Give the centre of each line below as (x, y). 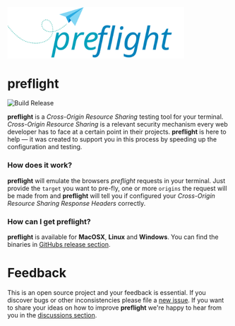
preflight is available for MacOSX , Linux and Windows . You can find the (113, 237)
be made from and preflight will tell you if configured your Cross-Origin (111, 196)
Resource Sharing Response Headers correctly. (77, 203)
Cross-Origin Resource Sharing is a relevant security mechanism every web (117, 124)
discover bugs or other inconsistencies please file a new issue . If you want (116, 300)
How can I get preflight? (49, 221)
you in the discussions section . (52, 315)
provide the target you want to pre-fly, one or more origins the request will (117, 188)
